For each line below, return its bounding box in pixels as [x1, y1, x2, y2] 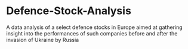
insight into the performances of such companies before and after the [6, 30, 178, 37]
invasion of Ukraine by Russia [6, 36, 79, 43]
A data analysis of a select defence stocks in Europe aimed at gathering [6, 24, 183, 31]
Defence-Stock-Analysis [6, 4, 131, 18]
